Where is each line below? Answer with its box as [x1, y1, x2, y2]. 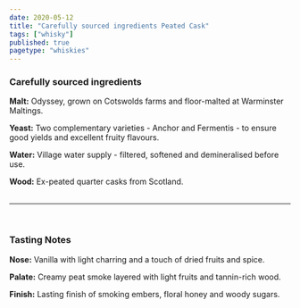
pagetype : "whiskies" [9, 46, 90, 55]
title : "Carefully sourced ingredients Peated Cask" [9, 21, 210, 30]
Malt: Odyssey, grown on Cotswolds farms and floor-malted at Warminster [9, 96, 284, 107]
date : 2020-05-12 [9, 12, 74, 22]
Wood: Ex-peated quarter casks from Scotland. [9, 176, 184, 187]
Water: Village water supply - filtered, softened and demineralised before [9, 149, 279, 161]
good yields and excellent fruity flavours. [9, 132, 160, 143]
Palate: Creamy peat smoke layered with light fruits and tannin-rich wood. [9, 271, 281, 282]
